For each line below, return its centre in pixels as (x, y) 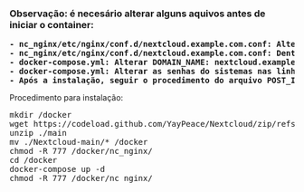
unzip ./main (38, 133)
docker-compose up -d (57, 169)
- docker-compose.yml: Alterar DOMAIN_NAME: (110, 62)
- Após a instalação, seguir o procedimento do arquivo (136, 81)
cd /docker (33, 160)
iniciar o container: (52, 24)
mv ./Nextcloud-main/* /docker (79, 142)
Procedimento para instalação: (66, 98)
